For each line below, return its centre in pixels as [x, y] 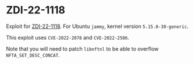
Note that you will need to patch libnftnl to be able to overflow [82, 49]
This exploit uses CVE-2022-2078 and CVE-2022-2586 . [68, 37]
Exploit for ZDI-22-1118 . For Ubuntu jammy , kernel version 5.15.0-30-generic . [97, 26]
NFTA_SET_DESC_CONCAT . [33, 55]
